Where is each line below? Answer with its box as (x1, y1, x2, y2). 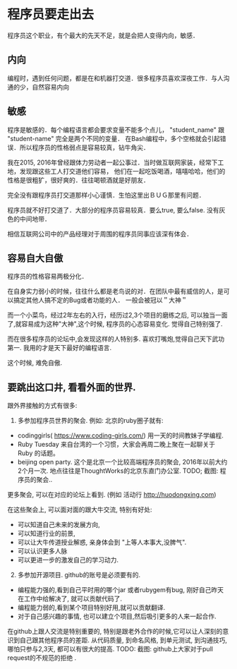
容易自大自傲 (7, 252, 63, 264)
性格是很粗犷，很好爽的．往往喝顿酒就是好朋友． (7, 176, 150, 184)
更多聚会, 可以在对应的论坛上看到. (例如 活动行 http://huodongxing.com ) (7, 490, 217, 499)
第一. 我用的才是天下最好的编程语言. (7, 344, 112, 352)
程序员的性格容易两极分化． (7, 272, 88, 281)
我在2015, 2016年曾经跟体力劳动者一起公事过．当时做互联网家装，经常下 (7, 158, 218, 167)
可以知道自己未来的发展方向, (17, 520, 100, 529)
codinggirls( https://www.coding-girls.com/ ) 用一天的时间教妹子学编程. (17, 431, 224, 440)
